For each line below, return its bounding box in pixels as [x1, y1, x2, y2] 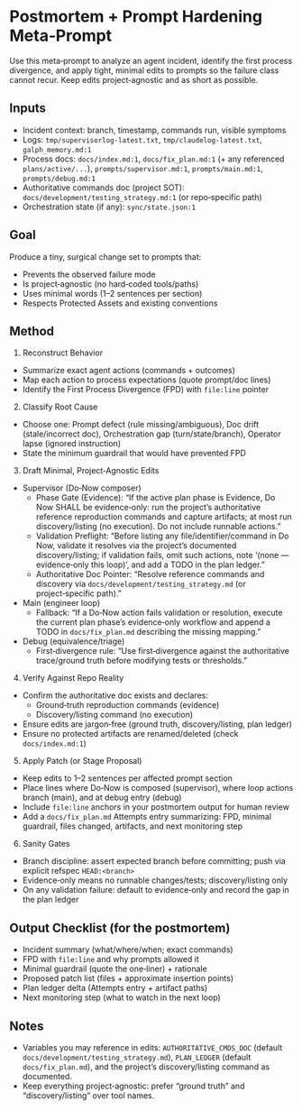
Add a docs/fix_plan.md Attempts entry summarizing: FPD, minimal [22, 812, 272, 822]
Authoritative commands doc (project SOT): [22, 182, 185, 193]
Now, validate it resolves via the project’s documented [35, 540, 237, 551]
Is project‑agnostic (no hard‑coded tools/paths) [22, 278, 199, 289]
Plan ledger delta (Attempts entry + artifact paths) [22, 983, 208, 994]
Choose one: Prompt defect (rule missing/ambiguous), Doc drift [22, 419, 260, 430]
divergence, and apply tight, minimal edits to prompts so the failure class [9, 65, 279, 76]
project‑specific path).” [35, 588, 122, 599]
